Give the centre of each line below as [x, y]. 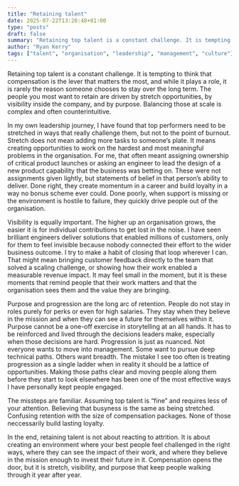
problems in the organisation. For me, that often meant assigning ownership [118, 155]
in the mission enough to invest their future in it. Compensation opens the [115, 460]
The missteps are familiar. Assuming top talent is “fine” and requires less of [117, 400]
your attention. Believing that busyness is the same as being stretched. [111, 408]
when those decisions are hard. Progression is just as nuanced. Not [106, 341]
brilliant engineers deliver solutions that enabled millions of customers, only [118, 237]
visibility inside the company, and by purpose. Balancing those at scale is [115, 104]
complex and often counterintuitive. [59, 112]
